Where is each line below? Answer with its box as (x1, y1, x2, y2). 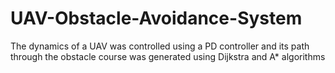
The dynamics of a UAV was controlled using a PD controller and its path (10, 40, 310, 52)
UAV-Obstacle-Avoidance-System (10, 7, 303, 30)
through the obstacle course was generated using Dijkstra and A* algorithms (10, 50, 326, 62)
